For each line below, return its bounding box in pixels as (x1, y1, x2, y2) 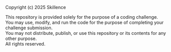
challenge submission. (5, 25, 53, 31)
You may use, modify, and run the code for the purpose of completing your (5, 20, 164, 25)
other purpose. (5, 35, 37, 41)
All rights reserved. (5, 41, 46, 47)
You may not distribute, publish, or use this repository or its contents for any (5, 30, 166, 36)
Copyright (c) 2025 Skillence (5, 5, 66, 10)
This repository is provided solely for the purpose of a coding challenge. (5, 14, 158, 20)
